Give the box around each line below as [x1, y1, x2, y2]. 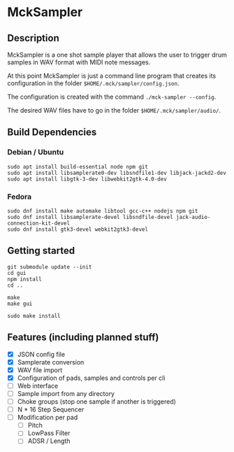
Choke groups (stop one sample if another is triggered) [17, 397, 177, 406]
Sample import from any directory [17, 389, 115, 397]
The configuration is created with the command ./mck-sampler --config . [7, 92, 217, 101]
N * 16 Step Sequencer [17, 405, 85, 414]
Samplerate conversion [17, 358, 85, 366]
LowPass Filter [27, 429, 71, 437]
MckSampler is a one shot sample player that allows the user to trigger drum [7, 50, 227, 59]
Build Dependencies [7, 127, 97, 139]
